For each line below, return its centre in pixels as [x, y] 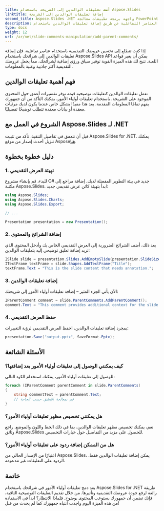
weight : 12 [16, 32]
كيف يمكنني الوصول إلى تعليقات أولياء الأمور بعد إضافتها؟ [64, 366]
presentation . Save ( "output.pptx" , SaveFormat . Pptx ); [60, 337]
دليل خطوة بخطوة [29, 156]
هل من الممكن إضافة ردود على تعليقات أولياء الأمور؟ [60, 445]
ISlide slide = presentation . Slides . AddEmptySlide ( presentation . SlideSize [83, 259]
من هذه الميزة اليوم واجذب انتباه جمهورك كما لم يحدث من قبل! [62, 503]
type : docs [16, 28]
